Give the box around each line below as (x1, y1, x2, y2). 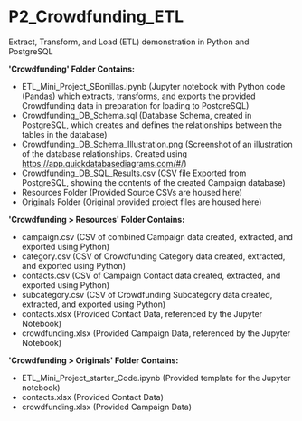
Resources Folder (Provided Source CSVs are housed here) (21, 187, 243, 197)
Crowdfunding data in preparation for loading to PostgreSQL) (21, 100, 250, 110)
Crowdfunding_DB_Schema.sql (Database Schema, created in (21, 110, 252, 120)
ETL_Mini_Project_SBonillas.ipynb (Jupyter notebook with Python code (21, 81, 286, 91)
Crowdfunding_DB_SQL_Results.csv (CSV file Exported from (21, 167, 247, 178)
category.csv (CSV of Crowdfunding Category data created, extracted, (21, 251, 286, 262)
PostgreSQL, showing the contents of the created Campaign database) (21, 177, 286, 187)
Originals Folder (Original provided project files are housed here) (21, 196, 262, 207)
